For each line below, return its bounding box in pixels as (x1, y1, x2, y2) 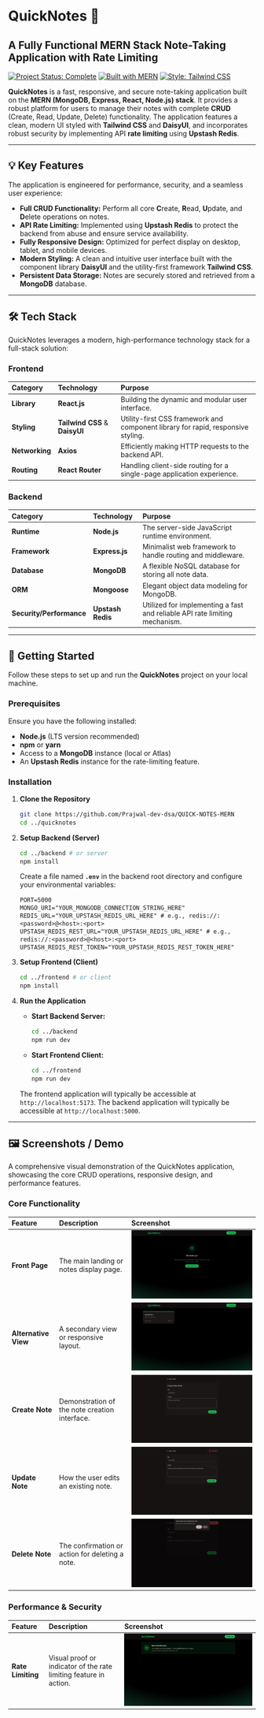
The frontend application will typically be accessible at (19, 1089, 196, 1099)
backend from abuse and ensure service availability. (19, 229, 189, 238)
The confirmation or (58, 1541, 123, 1550)
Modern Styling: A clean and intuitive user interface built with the (19, 254, 233, 263)
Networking (11, 445, 52, 456)
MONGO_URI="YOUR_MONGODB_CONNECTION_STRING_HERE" (19, 904, 186, 913)
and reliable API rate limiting (142, 608, 233, 618)
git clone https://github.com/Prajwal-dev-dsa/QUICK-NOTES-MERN (19, 810, 235, 818)
